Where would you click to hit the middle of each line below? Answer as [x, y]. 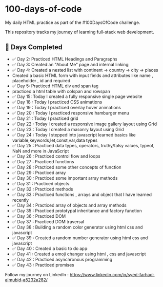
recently [20, 200]
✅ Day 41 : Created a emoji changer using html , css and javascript [79, 254]
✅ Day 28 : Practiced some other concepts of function [67, 167]
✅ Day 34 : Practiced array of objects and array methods [69, 205]
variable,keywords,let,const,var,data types [55, 140]
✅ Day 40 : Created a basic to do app [50, 248]
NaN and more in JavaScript [41, 151]
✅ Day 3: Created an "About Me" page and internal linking [70, 64]
